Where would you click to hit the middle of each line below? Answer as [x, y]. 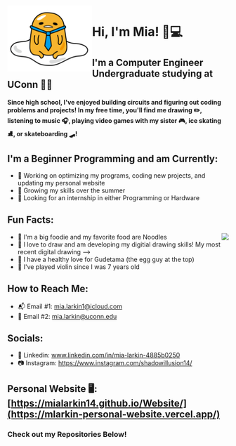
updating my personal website [61, 183]
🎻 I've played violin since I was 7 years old [79, 267]
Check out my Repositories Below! [67, 434]
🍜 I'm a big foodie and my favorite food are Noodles [92, 237]
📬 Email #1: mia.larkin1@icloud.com [70, 306]
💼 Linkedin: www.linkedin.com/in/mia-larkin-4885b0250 [99, 355]
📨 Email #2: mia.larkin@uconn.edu [67, 316]
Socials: [25, 338]
